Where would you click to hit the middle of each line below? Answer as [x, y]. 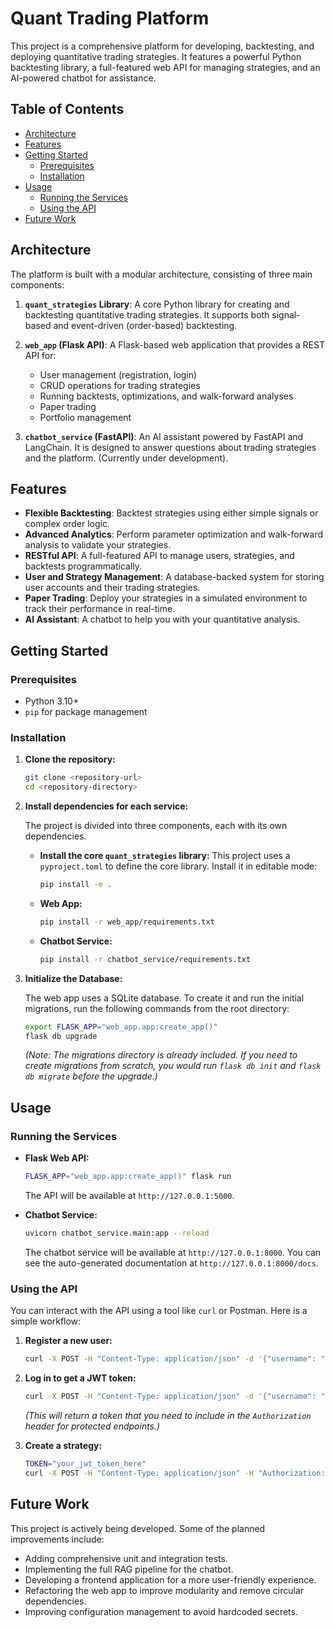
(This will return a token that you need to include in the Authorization [168, 1415]
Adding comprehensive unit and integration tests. [126, 1558]
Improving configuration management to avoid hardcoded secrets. [161, 1611]
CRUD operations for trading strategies [120, 385]
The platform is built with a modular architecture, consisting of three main [161, 274]
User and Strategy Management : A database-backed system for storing [174, 577]
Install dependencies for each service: [106, 806]
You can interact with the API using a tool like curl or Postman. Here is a [159, 1311]
